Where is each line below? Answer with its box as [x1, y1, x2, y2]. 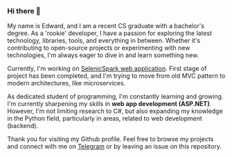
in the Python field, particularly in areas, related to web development [7, 114, 203, 123]
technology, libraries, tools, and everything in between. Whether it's [7, 36, 201, 45]
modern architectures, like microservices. [7, 79, 126, 87]
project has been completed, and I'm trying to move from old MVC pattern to [7, 72, 226, 80]
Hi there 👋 [7, 6, 42, 16]
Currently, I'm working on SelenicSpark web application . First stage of [7, 65, 207, 73]
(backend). [7, 122, 39, 130]
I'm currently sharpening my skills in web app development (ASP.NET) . [7, 100, 212, 108]
